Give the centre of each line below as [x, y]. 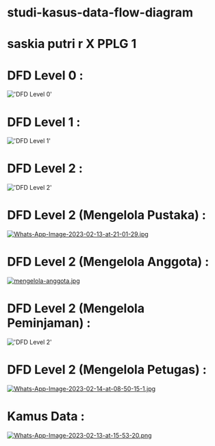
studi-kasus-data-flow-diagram [100, 13]
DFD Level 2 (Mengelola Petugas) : [107, 370]
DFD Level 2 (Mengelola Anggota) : [108, 262]
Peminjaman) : [49, 323]
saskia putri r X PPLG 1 [72, 44]
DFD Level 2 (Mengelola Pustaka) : [107, 215]
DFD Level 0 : [45, 75]
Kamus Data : [46, 417]
